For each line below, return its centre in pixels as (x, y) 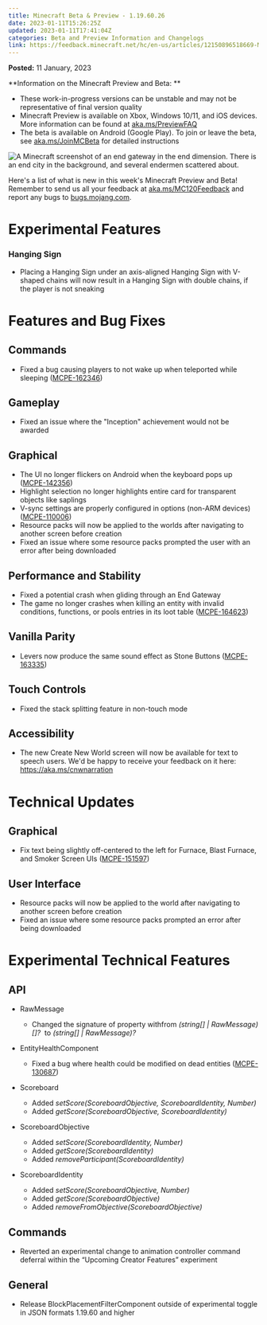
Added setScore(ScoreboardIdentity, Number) (107, 1143)
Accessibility (41, 734)
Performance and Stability (75, 575)
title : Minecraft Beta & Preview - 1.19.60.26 (87, 16)
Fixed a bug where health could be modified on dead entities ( (133, 1064)
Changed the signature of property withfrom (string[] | (120, 1025)
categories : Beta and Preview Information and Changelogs (106, 38)
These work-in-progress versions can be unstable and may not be (128, 99)
